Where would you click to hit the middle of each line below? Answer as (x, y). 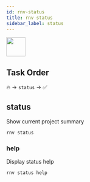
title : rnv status (29, 18)
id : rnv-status (26, 12)
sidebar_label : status (35, 23)
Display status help (30, 162)
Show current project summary (45, 122)
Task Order (28, 72)
